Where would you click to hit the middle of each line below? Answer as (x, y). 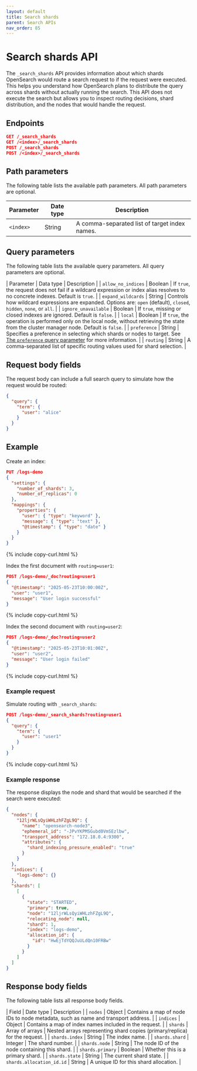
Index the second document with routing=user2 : (64, 627)
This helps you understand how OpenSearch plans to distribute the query (95, 86)
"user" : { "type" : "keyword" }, (61, 515)
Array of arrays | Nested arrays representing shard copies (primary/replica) (97, 1031)
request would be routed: (37, 385)
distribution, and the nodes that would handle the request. (76, 105)
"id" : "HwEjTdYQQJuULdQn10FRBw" (72, 941)
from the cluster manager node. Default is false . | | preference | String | (93, 328)
